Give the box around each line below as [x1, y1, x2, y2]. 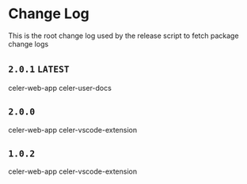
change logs [8, 39, 49, 48]
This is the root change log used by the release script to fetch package [8, 31, 239, 40]
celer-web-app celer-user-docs [8, 83, 112, 92]
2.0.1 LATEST [8, 64, 70, 75]
